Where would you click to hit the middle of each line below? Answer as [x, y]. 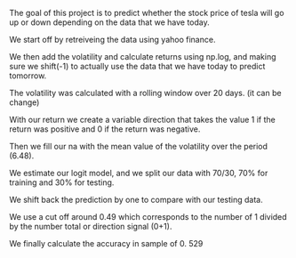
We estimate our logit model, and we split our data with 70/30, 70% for [139, 173]
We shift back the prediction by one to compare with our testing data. [136, 200]
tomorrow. [28, 76]
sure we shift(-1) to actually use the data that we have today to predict [137, 66]
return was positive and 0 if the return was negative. [105, 129]
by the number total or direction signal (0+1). [91, 226]
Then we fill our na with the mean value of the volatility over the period [139, 146]
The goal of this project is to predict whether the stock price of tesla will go [147, 13]
